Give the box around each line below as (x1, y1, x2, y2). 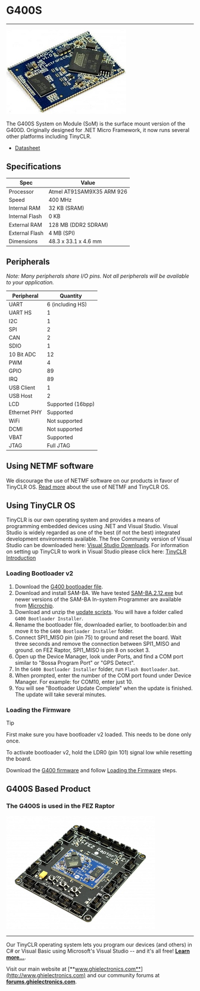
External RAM (8, 221, 43, 228)
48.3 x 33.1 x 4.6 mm (48, 238, 102, 245)
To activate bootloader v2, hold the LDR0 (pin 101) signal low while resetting (6, 749, 192, 756)
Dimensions (8, 238, 38, 245)
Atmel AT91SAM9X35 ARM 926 (48, 188, 128, 195)
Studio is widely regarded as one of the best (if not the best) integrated (6, 529, 180, 536)
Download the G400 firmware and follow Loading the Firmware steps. (6, 767, 177, 774)
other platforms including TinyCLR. (6, 133, 92, 140)
